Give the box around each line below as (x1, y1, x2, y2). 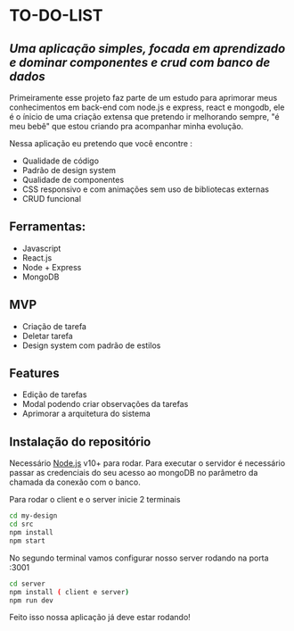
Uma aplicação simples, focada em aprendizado (9, 41, 286, 56)
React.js (21, 252, 53, 263)
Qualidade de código (21, 155, 100, 166)
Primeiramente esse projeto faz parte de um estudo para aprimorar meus (9, 93, 278, 103)
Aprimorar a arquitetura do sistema (21, 408, 151, 419)
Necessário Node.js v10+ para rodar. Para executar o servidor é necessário (9, 458, 286, 469)
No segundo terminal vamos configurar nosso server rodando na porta (9, 552, 269, 563)
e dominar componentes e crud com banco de (9, 54, 271, 70)
